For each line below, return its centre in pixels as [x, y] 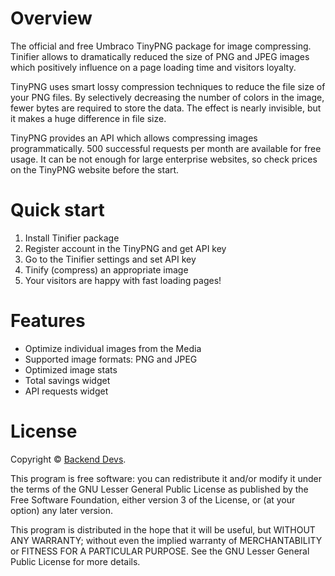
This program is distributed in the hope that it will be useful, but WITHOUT [163, 529]
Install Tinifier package [72, 238]
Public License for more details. [75, 561]
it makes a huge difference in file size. [88, 118]
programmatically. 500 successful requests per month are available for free [166, 148]
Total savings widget [67, 380]
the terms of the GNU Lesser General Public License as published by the [159, 489]
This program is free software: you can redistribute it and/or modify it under [166, 478]
